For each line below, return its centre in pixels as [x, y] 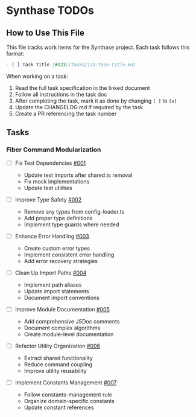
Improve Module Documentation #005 [62, 309]
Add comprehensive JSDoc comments [72, 321]
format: [15, 54]
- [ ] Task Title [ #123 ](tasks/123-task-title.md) [71, 65]
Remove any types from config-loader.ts [74, 211]
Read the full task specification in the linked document [82, 88]
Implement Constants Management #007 [66, 382]
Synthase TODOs [50, 11]
